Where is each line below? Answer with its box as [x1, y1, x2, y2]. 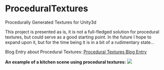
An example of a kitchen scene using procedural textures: [5, 59, 127, 65]
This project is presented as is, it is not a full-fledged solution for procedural [5, 29, 160, 35]
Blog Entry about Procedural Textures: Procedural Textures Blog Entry [5, 49, 147, 55]
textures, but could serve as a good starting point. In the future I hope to [5, 34, 152, 40]
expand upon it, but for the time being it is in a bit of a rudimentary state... [5, 39, 155, 45]
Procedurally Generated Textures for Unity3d [5, 19, 97, 25]
